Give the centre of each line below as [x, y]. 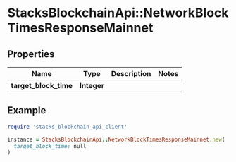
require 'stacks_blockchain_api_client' [68, 127]
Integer [92, 86]
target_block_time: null [50, 146]
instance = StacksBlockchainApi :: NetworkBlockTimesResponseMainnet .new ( [116, 139]
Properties [31, 54]
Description [131, 74]
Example [27, 111]
